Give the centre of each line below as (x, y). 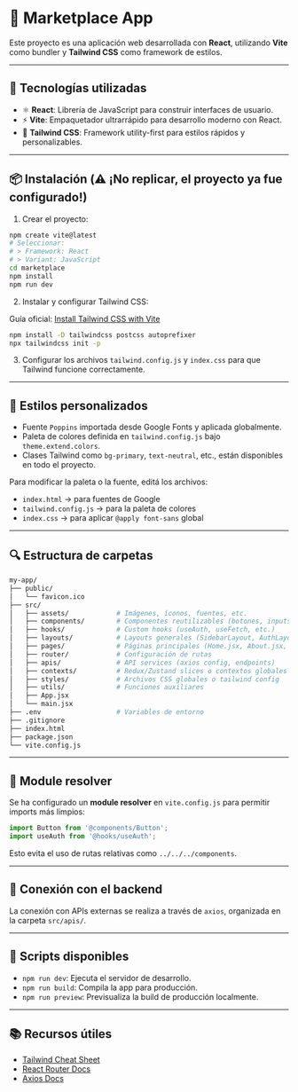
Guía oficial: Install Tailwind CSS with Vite (85, 318)
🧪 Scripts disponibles (69, 957)
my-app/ (24, 580)
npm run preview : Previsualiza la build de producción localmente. (140, 996)
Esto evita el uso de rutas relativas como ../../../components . (123, 853)
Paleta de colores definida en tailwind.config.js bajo (121, 436)
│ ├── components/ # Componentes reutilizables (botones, (137, 621)
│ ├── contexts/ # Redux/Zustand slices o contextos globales (149, 671)
